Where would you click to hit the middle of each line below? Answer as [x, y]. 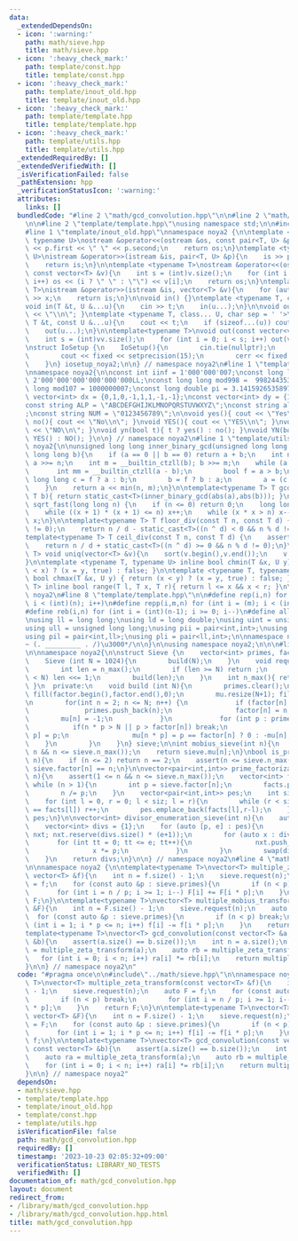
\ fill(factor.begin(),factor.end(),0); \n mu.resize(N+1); [150, 694]
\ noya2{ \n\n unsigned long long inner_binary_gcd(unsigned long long [157, 447]
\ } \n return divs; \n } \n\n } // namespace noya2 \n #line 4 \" [150, 859]
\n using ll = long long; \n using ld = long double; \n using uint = [149, 620]
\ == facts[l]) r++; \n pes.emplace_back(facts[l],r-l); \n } [158, 810]
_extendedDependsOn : [55, 26]
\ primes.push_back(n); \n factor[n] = [152, 711]
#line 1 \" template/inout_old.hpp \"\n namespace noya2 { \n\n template [154, 232]
